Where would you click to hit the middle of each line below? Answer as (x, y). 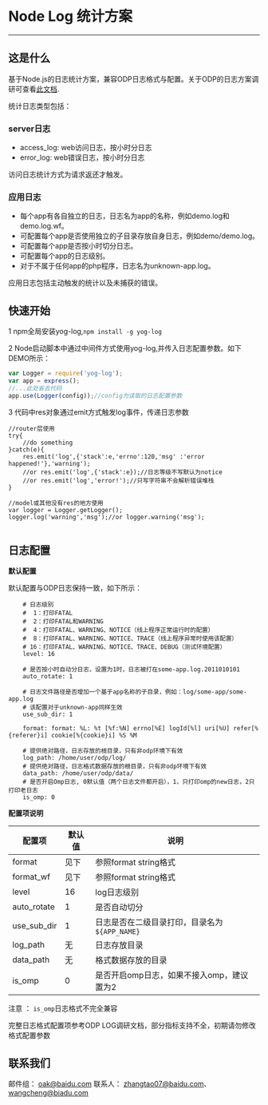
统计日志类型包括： (40, 105)
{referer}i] (28, 736)
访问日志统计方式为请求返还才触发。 (68, 175)
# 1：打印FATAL (48, 613)
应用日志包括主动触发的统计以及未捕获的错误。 (85, 283)
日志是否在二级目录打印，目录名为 (159, 922)
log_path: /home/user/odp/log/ (75, 758)
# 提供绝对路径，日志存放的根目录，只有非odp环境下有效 (103, 751)
